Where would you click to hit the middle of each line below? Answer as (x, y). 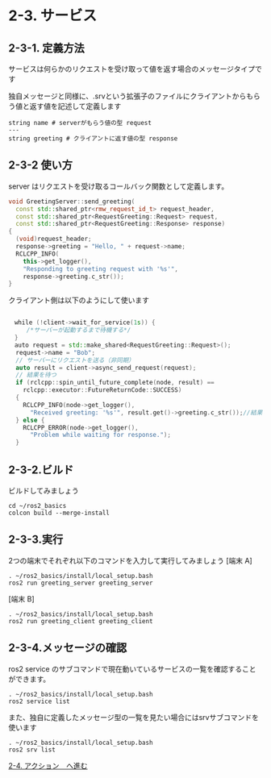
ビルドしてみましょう (44, 491)
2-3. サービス (53, 16)
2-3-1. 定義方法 (46, 48)
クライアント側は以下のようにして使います (79, 300)
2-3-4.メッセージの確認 (68, 648)
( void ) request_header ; (54, 239)
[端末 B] (21, 599)
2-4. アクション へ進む (48, 765)
